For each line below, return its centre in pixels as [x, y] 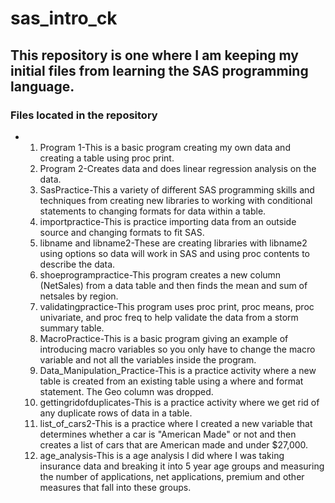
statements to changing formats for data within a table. [153, 211]
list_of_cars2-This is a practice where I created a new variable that [176, 423]
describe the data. [77, 264]
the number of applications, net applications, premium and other [172, 476]
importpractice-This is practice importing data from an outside [168, 221]
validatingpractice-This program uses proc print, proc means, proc [177, 306]
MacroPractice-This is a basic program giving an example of [164, 338]
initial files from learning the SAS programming [159, 70]
